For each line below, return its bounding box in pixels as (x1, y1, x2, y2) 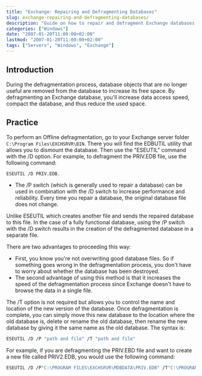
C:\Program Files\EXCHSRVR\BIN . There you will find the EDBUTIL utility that (6, 140, 192, 147)
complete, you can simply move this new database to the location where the (6, 312, 195, 319)
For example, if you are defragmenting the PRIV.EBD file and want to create (6, 347, 192, 354)
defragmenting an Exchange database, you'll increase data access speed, (6, 93, 190, 101)
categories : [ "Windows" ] (6, 25, 69, 32)
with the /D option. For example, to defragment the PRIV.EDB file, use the (6, 152, 187, 160)
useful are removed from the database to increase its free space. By (6, 87, 176, 94)
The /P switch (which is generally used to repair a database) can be (14, 181, 183, 189)
